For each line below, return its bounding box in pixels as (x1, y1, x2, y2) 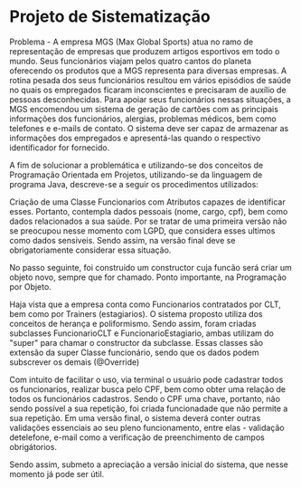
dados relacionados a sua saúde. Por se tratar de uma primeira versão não (9, 215, 287, 226)
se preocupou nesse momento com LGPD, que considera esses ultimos (9, 225, 276, 236)
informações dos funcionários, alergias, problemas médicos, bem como (9, 113, 277, 124)
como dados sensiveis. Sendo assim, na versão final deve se (9, 234, 236, 245)
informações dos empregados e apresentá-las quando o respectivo (9, 132, 261, 143)
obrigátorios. (9, 441, 57, 452)
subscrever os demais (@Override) (9, 356, 140, 368)
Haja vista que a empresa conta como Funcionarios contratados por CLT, (9, 299, 282, 310)
